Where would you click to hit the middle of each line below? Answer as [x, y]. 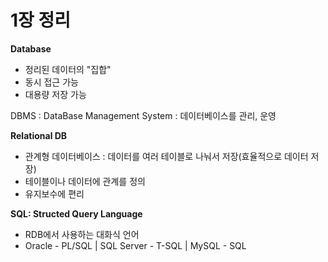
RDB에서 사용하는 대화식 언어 [82, 234]
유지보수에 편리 [54, 193]
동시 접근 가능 [51, 82]
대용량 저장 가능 [55, 94]
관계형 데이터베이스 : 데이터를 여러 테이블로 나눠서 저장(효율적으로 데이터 [166, 156]
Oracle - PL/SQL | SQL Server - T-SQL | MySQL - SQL [135, 245]
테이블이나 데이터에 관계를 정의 [85, 181]
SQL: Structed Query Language [76, 213]
